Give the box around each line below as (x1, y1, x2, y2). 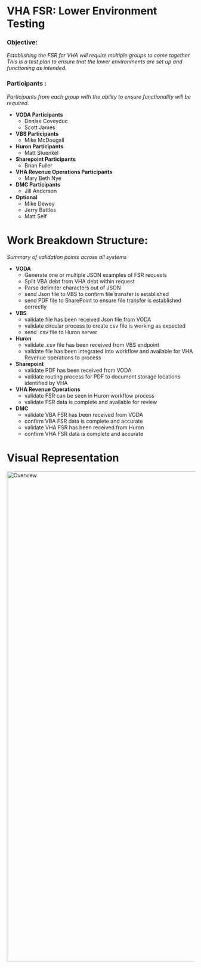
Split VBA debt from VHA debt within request (24, 277, 135, 285)
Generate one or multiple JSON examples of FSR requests (24, 271, 168, 279)
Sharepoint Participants (15, 155, 76, 163)
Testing (7, 17, 45, 30)
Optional (15, 193, 38, 201)
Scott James (24, 124, 55, 131)
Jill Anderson (24, 187, 57, 194)
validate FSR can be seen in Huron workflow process (24, 392, 154, 399)
